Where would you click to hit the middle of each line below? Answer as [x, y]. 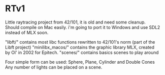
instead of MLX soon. [27, 32]
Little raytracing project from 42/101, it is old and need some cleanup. [76, 22]
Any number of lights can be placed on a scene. [54, 67]
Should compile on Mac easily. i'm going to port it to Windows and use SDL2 [82, 27]
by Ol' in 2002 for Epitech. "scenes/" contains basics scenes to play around [82, 52]
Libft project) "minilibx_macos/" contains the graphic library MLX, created [80, 47]
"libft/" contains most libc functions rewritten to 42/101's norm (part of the [80, 42]
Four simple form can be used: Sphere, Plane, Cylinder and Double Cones [80, 62]
